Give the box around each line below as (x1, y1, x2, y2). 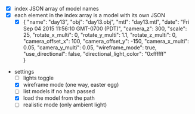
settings (14, 68, 35, 75)
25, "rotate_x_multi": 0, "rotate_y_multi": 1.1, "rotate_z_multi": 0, (23, 31, 177, 39)
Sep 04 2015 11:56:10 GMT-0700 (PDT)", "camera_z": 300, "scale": (23, 25, 187, 32)
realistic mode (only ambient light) (23, 101, 107, 109)
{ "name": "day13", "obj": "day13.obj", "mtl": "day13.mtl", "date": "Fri (23, 18, 190, 26)
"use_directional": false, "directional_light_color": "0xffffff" (23, 50, 166, 58)
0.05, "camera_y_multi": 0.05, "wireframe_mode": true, (23, 44, 157, 51)
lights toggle (23, 74, 54, 82)
